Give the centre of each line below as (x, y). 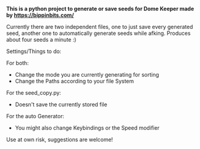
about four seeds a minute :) (41, 40)
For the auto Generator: (35, 116)
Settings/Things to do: (34, 51)
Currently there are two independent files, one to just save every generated (100, 27)
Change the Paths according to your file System (74, 81)
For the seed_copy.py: (34, 93)
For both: (17, 63)
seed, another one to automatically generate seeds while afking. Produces (98, 33)
